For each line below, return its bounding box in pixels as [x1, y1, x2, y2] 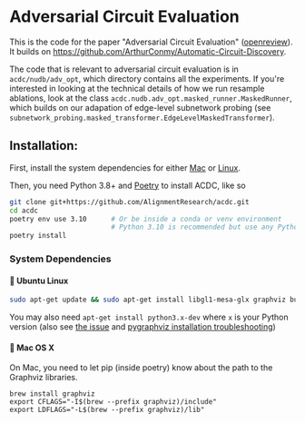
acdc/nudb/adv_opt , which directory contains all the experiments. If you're [9, 73, 285, 84]
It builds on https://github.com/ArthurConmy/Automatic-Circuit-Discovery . [9, 45, 287, 56]
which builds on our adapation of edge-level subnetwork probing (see [9, 102, 271, 113]
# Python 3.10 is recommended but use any [110, 222, 274, 232]
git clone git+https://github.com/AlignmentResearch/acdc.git [9, 197, 250, 206]
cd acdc [9, 206, 39, 215]
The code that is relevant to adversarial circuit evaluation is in [9, 64, 239, 74]
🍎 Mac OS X [9, 342, 54, 353]
